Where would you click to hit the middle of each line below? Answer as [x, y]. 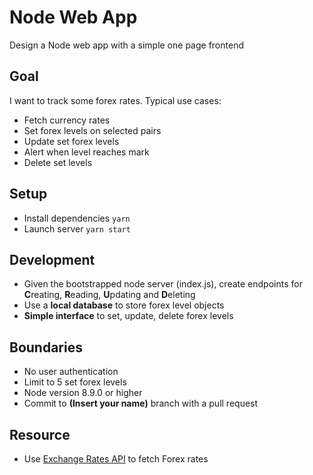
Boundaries [46, 347]
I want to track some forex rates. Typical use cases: [115, 100]
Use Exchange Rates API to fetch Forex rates [116, 459]
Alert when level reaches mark [86, 152]
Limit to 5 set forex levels [75, 382]
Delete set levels [58, 162]
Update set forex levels [71, 141]
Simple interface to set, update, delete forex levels [128, 316]
